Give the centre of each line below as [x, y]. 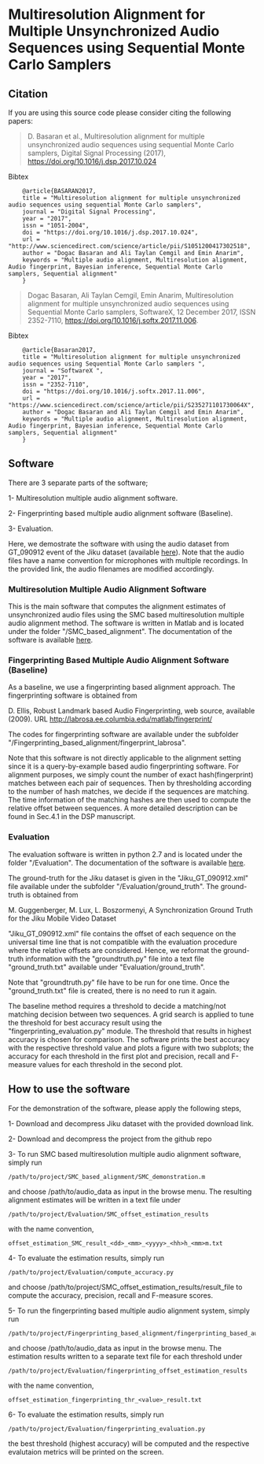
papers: [20, 121]
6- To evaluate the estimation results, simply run [86, 1414]
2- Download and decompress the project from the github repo [110, 1139]
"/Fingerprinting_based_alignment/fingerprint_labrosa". [97, 743]
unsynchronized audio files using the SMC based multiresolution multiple [126, 615]
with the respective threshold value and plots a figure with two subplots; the [131, 1047]
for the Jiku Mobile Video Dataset [62, 918]
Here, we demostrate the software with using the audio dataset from [119, 543]
